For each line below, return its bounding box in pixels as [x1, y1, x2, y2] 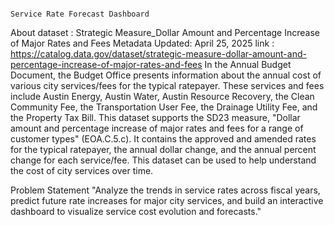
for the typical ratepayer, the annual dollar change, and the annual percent [10, 144, 317, 155]
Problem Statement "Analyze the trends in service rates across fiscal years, [10, 184, 321, 196]
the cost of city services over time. [10, 165, 154, 176]
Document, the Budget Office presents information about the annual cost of [10, 69, 322, 81]
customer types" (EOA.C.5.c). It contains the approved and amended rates [10, 133, 317, 145]
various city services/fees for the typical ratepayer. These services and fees [10, 80, 325, 91]
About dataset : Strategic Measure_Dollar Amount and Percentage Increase [10, 27, 320, 38]
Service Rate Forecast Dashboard [10, 9, 150, 19]
